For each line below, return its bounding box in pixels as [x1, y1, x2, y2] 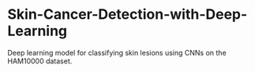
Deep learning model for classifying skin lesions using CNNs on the [7, 48, 227, 57]
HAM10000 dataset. [7, 56, 73, 66]
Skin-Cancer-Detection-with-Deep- [7, 5, 248, 23]
